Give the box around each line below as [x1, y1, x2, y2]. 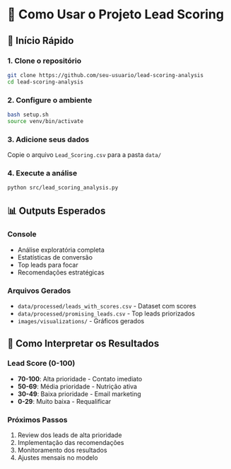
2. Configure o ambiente [7, 95, 93, 105]
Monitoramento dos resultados [17, 446, 107, 455]
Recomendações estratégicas [17, 268, 105, 277]
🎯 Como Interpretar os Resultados [7, 337, 160, 349]
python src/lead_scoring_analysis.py [7, 184, 119, 192]
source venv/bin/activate [7, 117, 83, 125]
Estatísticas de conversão [17, 253, 93, 261]
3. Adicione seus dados [7, 134, 90, 144]
